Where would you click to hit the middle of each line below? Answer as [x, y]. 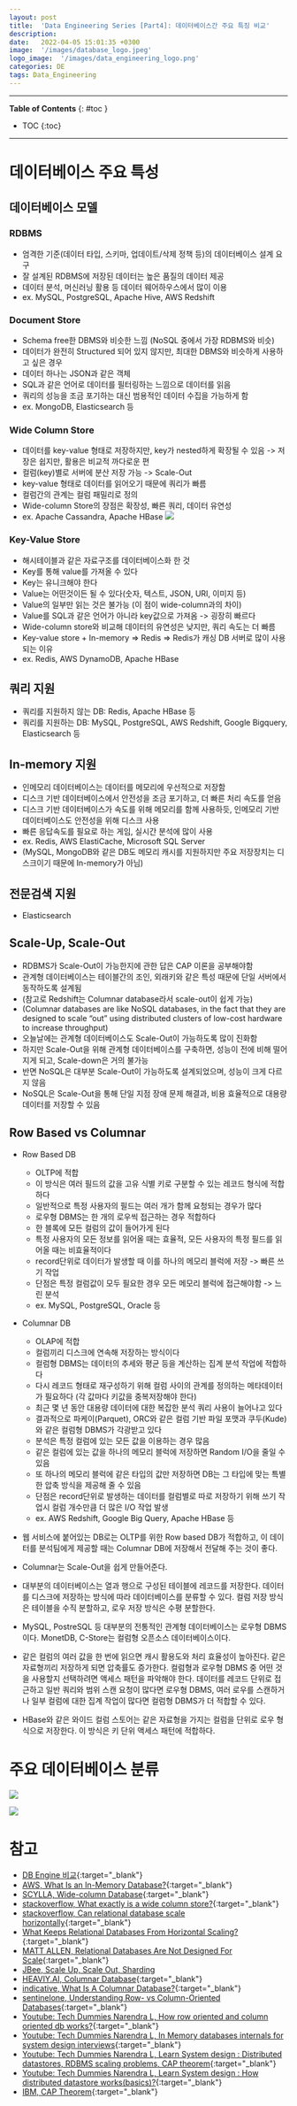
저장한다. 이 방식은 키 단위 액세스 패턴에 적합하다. [130, 1730]
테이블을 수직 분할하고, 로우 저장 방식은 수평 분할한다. [123, 1608]
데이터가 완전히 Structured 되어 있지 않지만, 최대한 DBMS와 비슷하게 [141, 351]
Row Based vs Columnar [78, 1133]
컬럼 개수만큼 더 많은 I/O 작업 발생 [110, 1507]
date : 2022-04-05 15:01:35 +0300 [75, 42]
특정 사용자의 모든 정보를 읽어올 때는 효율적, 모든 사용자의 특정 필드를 [154, 1239]
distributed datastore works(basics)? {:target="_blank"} [122, 2083]
